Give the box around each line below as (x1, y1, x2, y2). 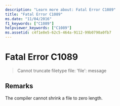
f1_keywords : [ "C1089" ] (5, 21, 54, 26)
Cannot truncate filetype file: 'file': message (17, 68, 107, 73)
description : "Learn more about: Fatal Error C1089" (5, 7, 116, 12)
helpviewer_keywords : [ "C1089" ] (5, 26, 72, 31)
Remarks (5, 82, 34, 90)
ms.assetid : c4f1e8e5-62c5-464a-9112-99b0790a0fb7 (5, 30, 112, 35)
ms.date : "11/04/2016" (5, 16, 52, 21)
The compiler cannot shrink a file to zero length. (5, 95, 103, 101)
